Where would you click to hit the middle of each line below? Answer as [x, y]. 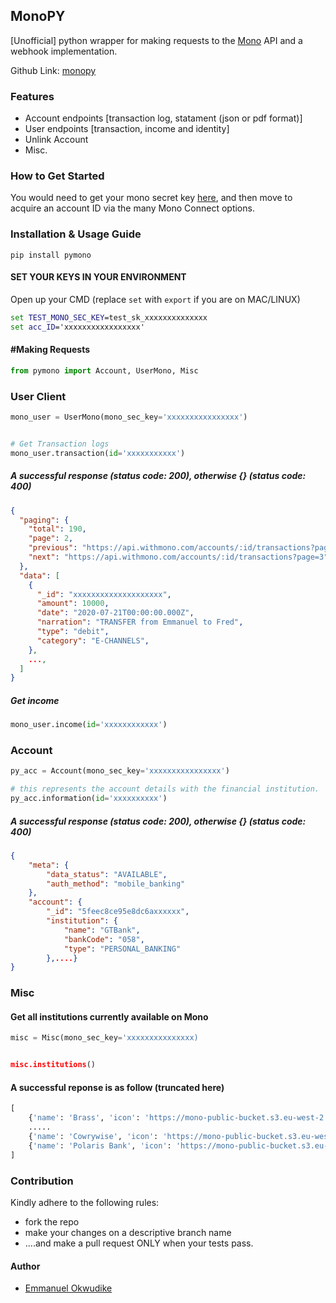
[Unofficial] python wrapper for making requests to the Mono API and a [156, 40]
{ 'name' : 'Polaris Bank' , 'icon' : [100, 1145]
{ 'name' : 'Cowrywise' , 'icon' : [93, 1137]
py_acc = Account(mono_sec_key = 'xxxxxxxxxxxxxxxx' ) [120, 771]
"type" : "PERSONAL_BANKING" [122, 949]
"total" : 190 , [57, 529]
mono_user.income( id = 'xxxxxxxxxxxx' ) [89, 725]
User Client [38, 396]
